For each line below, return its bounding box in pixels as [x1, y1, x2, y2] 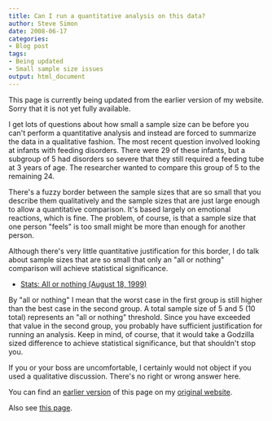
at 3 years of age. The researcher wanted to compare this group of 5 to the [8, 162, 261, 172]
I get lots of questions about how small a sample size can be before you [8, 119, 250, 129]
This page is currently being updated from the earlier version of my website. [8, 94, 265, 104]
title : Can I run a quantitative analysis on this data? [8, 11, 206, 20]
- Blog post [8, 42, 49, 50]
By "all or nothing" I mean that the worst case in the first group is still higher [8, 295, 263, 305]
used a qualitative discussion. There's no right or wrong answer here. [8, 371, 242, 381]
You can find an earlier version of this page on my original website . [8, 387, 233, 397]
